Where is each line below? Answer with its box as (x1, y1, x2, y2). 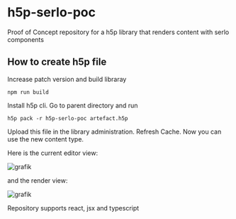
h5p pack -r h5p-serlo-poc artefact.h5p (7, 114, 129, 122)
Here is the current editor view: (7, 149, 98, 157)
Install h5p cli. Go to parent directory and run (7, 101, 138, 109)
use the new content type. (7, 134, 84, 143)
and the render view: (7, 176, 68, 185)
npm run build (7, 88, 50, 96)
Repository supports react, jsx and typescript (7, 203, 140, 212)
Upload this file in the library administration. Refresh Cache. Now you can (7, 127, 222, 136)
